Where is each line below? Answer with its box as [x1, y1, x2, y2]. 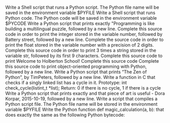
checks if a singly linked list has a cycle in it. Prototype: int [5, 79, 127, 86]
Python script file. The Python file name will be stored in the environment [5, 101, 158, 107]
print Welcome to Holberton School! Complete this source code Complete [5, 58, 159, 64]
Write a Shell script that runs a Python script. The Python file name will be [5, 5, 159, 10]
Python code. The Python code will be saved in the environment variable [5, 15, 157, 21]
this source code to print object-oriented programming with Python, [5, 63, 147, 69]
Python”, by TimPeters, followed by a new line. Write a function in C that [5, 74, 156, 80]
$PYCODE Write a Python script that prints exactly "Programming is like [5, 20, 155, 26]
